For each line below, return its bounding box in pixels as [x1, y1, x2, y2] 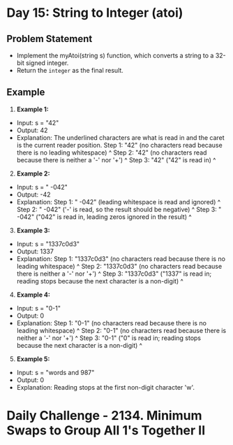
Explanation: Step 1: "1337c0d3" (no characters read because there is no [16, 254, 226, 263]
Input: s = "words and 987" [16, 368, 95, 376]
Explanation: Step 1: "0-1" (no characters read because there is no [16, 318, 207, 327]
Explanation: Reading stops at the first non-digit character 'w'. [16, 383, 195, 391]
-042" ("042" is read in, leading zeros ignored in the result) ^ [16, 212, 193, 221]
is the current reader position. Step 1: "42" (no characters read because [16, 141, 223, 149]
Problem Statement [6, 33, 93, 45]
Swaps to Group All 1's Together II [6, 423, 206, 438]
